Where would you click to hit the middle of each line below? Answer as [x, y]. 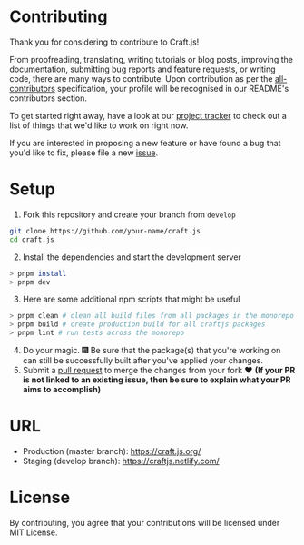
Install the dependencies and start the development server [132, 257]
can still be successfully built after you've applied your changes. [142, 360]
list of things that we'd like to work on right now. [99, 125]
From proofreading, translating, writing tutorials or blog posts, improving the [151, 59]
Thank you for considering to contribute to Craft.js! [104, 42]
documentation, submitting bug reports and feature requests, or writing [142, 69]
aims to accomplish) [62, 389]
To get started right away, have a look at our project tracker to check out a [148, 115]
